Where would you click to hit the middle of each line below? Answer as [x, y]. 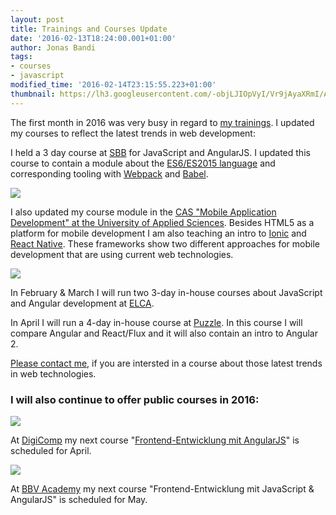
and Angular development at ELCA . [82, 303]
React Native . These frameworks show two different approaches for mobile [165, 243]
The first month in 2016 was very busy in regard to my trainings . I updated [162, 122]
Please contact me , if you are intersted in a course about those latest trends [166, 363]
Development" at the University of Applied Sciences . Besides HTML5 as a [162, 222]
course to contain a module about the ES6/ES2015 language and [143, 163]
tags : [21, 57]
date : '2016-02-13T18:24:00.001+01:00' [93, 38]
